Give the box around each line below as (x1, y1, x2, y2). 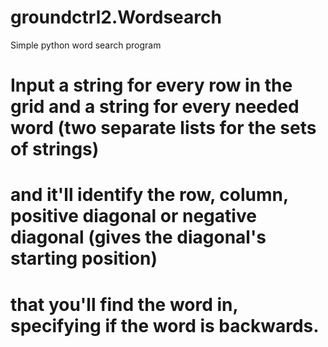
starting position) (10, 247, 158, 270)
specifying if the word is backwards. (10, 314, 320, 337)
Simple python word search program (10, 39, 162, 51)
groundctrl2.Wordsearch (10, 6, 222, 29)
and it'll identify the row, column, (10, 184, 289, 206)
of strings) (10, 138, 100, 161)
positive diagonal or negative (10, 205, 257, 228)
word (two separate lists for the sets (10, 117, 317, 140)
